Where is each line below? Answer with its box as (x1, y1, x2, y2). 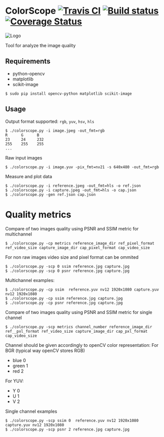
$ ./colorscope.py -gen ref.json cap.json (5, 192, 96, 197)
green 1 (12, 363, 28, 369)
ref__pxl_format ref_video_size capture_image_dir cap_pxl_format (5, 329, 148, 334)
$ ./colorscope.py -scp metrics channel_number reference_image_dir (5, 324, 152, 329)
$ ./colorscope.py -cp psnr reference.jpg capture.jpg (5, 300, 123, 305)
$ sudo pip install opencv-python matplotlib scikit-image (5, 91, 132, 96)
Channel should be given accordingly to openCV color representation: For (5, 342, 159, 348)
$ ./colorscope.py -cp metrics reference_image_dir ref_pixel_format (5, 241, 155, 246)
